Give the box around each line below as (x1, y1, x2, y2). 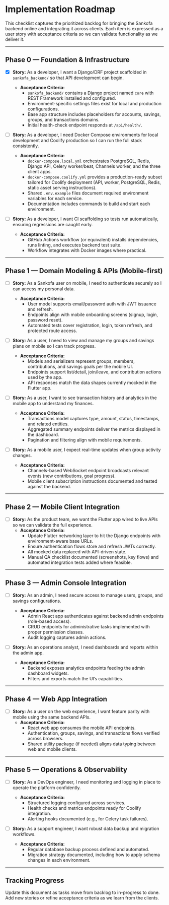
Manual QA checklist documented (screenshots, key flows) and (27, 554, 159, 560)
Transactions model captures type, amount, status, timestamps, (27, 415, 160, 421)
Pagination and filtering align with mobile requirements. (27, 437, 142, 443)
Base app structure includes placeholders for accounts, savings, (27, 111, 161, 117)
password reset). (27, 316, 63, 323)
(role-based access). (27, 618, 71, 624)
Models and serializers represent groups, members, (27, 358, 135, 364)
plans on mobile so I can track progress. (12, 343, 96, 349)
